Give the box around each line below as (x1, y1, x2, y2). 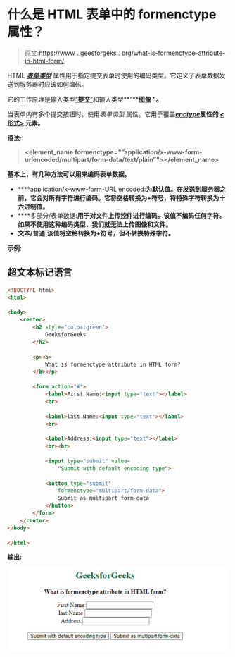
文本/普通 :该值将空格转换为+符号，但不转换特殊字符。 (17, 228, 174, 237)
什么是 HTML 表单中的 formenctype (7, 6, 217, 23)
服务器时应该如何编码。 (19, 80, 88, 88)
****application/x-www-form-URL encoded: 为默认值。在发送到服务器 (17, 185, 220, 193)
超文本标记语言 (7, 266, 72, 278)
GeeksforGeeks (44, 331, 87, 338)
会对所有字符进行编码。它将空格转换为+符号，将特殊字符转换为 (36, 193, 220, 202)
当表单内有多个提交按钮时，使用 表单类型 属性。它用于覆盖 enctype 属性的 (7, 110, 220, 118)
